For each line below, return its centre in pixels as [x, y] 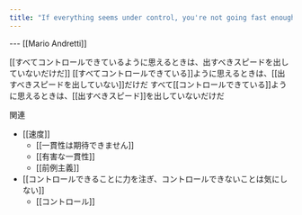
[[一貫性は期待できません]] [85, 145]
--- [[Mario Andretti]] [48, 43]
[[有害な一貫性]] [66, 156]
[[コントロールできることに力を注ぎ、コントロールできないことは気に [151, 179]
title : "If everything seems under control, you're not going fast [138, 18]
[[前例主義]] [58, 167]
